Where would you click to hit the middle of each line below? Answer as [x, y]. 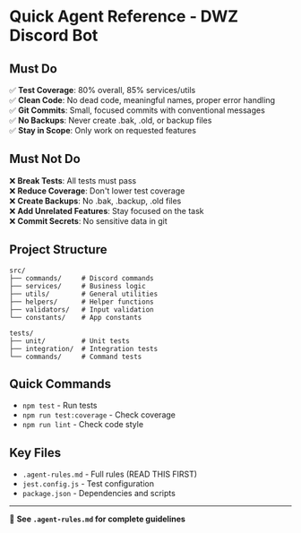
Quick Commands [60, 384]
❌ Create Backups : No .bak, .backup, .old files [95, 201]
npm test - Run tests [60, 406]
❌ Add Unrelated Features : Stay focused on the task [107, 211]
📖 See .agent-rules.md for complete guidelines [98, 519]
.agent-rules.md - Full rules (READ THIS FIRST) [110, 474]
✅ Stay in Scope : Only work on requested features [103, 130]
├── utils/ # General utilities [84, 294]
